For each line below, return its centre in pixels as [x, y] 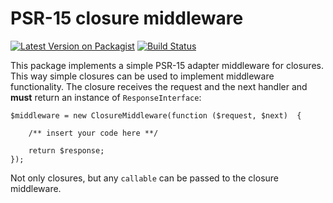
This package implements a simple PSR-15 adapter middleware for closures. [167, 65]
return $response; [66, 150]
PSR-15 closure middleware [127, 18]
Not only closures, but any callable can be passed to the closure [145, 178]
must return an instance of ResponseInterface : [106, 97]
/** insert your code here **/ [93, 133]
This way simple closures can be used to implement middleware [142, 76]
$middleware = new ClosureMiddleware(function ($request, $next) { [156, 115]
